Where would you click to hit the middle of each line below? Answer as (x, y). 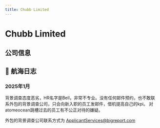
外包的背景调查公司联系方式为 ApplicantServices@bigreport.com (70, 120)
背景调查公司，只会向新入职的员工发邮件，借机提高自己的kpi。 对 (88, 104)
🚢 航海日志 (21, 71)
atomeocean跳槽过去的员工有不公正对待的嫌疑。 (54, 110)
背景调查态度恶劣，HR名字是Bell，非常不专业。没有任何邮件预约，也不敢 (78, 98)
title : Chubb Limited (27, 10)
